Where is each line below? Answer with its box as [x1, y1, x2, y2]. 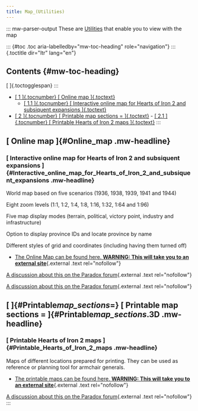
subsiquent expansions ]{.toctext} [23, 106, 107, 113]
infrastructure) [6, 219, 41, 226]
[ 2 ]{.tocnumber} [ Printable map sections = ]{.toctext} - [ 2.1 [14, 112, 165, 119]
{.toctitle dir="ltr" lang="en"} [6, 49, 76, 56]
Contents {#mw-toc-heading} [6, 67, 120, 77]
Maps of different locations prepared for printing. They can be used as [6, 357, 178, 364]
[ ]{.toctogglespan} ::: [6, 82, 59, 89]
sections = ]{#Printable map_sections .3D [6, 309, 160, 320]
